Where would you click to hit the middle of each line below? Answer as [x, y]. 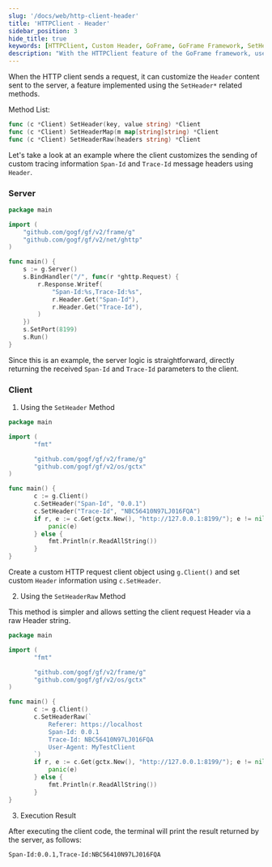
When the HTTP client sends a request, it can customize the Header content [134, 77]
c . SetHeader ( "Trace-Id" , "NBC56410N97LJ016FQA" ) [117, 511]
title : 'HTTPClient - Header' [59, 23]
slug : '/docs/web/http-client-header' [74, 16]
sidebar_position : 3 [43, 31]
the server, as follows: [45, 839]
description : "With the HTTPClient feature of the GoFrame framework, [130, 53]
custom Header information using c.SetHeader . [85, 581]
